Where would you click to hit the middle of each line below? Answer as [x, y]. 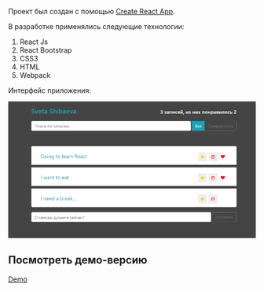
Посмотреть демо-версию [78, 260]
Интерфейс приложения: [50, 90]
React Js [34, 42]
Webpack [35, 75]
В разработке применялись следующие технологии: [96, 26]
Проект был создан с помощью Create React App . [92, 11]
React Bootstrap [46, 50]
